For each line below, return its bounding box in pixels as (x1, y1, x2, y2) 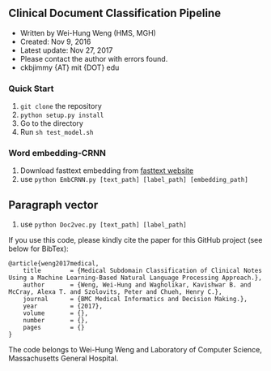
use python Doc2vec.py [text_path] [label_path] (19, 219, 188, 230)
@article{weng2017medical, (8, 260, 100, 268)
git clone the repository (19, 101, 103, 111)
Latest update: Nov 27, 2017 (19, 45, 113, 55)
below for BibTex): (8, 244, 69, 254)
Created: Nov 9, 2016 (19, 37, 91, 46)
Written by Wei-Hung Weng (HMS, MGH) (19, 28, 156, 37)
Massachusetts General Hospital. (8, 353, 119, 364)
